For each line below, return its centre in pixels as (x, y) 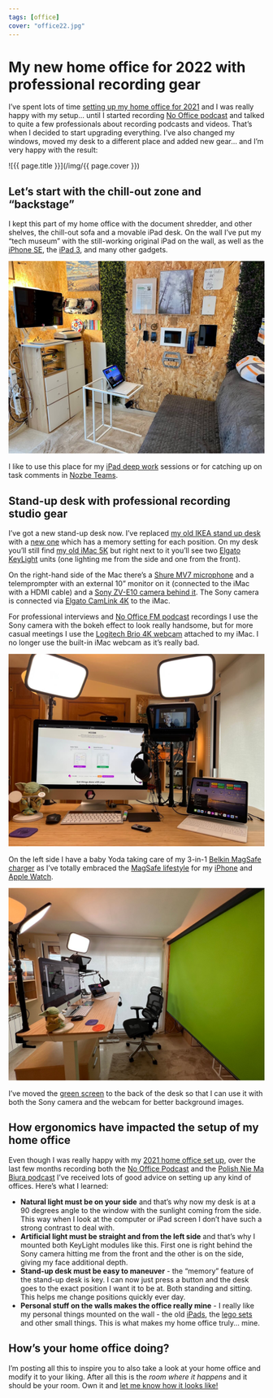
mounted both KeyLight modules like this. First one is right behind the (136, 1245)
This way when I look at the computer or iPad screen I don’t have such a (141, 1219)
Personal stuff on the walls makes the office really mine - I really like (137, 1305)
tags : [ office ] (34, 17)
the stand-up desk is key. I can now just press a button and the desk (134, 1279)
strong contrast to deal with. (67, 1227)
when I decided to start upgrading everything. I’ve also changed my (122, 133)
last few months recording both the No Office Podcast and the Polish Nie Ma (136, 1168)
